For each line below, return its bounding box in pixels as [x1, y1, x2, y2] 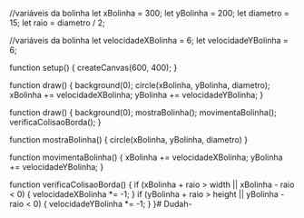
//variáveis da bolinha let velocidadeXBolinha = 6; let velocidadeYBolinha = [9, 35, 289, 45]
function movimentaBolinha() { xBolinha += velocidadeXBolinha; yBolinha [9, 152, 283, 163]
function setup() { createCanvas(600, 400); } [9, 63, 178, 73]
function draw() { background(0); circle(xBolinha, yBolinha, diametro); [9, 80, 270, 90]
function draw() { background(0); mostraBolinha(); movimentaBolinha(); [9, 107, 277, 117]
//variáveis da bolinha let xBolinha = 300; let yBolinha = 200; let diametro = [9, 8, 290, 18]
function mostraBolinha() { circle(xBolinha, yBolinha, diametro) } [9, 134, 249, 144]
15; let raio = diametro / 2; [9, 17, 106, 28]
